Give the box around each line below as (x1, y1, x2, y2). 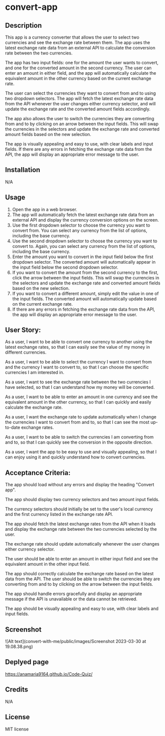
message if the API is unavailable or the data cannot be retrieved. (5, 596, 138, 602)
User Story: (5, 326, 41, 334)
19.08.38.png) (5, 644, 33, 649)
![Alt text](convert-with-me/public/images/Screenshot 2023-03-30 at (5, 639, 146, 644)
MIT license (5, 726, 29, 732)
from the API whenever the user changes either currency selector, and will (5, 101, 156, 106)
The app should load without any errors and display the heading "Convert (5, 482, 154, 488)
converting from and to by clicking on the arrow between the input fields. (5, 581, 154, 587)
